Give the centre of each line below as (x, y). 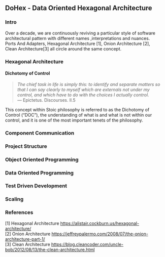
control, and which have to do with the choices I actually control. (83, 95)
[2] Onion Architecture (28, 234)
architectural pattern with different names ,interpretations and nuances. (78, 38)
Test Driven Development (36, 186)
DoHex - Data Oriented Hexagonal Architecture (79, 8)
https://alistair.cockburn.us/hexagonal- (100, 223)
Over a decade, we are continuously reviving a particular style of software (80, 33)
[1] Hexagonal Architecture (32, 223)
